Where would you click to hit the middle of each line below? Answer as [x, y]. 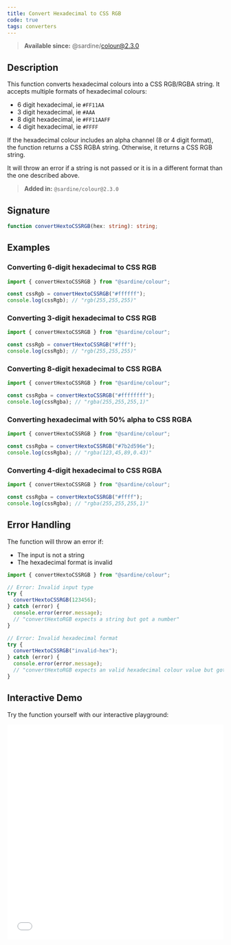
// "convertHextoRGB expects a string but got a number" [97, 619]
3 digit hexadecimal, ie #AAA [56, 112]
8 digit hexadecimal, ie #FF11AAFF [64, 120]
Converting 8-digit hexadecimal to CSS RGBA [85, 369]
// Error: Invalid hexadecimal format [63, 638]
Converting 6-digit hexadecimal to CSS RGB [82, 267]
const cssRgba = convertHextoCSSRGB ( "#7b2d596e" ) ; [81, 446]
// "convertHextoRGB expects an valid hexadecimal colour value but [113, 670]
